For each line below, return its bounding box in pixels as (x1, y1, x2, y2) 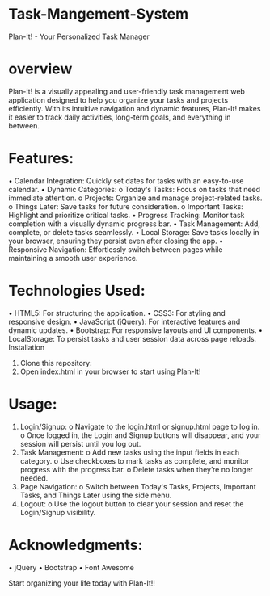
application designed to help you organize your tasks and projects (8, 94, 229, 105)
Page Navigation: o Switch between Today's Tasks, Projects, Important (19, 481, 256, 491)
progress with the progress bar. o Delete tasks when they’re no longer (19, 464, 253, 474)
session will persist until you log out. (19, 439, 141, 448)
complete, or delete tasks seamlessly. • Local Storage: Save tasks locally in (8, 227, 259, 237)
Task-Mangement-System (8, 5, 189, 23)
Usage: (8, 395, 58, 413)
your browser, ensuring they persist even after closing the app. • (8, 236, 224, 246)
